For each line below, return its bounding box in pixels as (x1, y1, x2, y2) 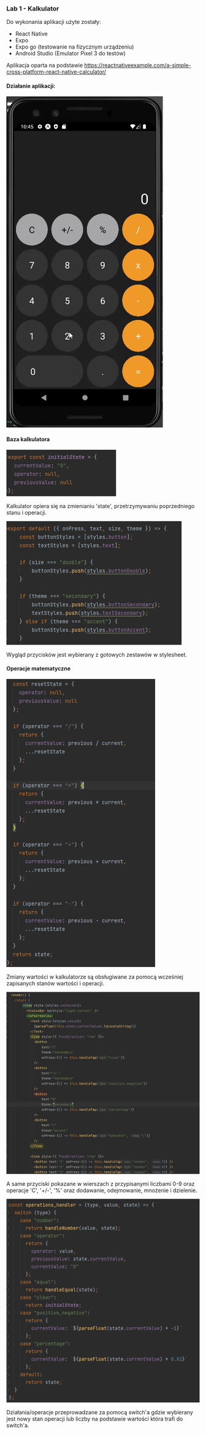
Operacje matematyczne (6, 665, 71, 672)
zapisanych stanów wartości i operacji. (6, 979, 105, 987)
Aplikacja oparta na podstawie (6, 61, 83, 69)
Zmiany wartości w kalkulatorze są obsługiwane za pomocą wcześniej (6, 973, 184, 981)
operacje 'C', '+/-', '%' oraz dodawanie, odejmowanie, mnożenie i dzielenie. (6, 1187, 197, 1194)
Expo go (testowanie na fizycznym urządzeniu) (15, 43, 134, 50)
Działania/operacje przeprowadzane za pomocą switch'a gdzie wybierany (6, 1408, 193, 1416)
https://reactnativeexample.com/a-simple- (84, 61, 191, 69)
